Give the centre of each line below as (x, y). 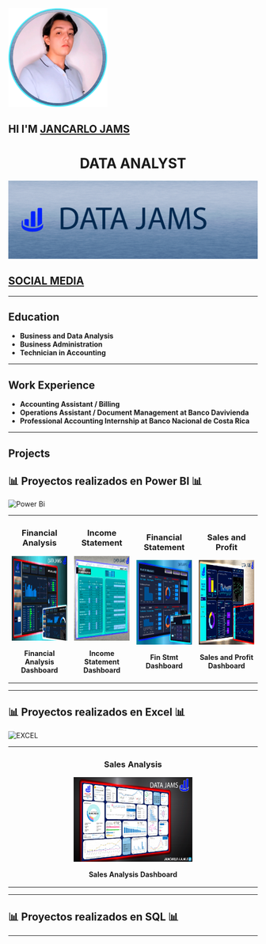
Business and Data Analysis (66, 336)
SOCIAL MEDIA (46, 281)
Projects (29, 453)
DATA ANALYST (133, 163)
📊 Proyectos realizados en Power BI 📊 (105, 481)
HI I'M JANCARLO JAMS (69, 129)
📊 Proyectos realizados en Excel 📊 (97, 713)
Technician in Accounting (63, 353)
